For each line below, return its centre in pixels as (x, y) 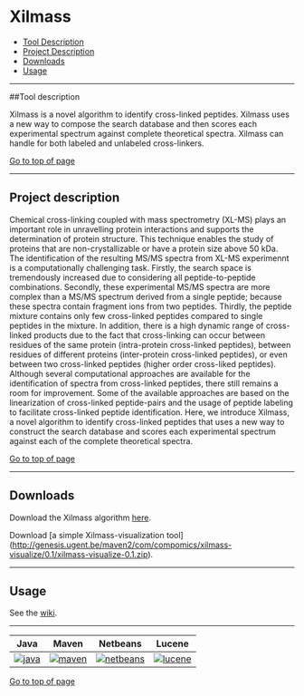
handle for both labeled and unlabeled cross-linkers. (107, 143)
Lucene (172, 643)
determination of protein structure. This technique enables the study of (142, 238)
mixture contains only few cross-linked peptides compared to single (136, 315)
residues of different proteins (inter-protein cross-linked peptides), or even (148, 354)
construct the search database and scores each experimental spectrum (142, 431)
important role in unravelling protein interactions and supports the (132, 229)
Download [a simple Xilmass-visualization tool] (96, 535)
